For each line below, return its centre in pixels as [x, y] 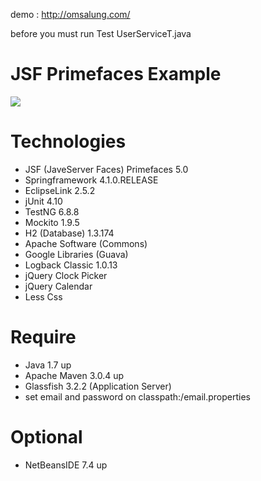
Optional [46, 437]
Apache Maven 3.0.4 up [74, 375]
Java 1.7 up [48, 365]
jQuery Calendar [58, 286]
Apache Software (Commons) [86, 243]
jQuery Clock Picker [66, 275]
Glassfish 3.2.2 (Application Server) [98, 386]
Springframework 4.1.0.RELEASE [91, 180]
